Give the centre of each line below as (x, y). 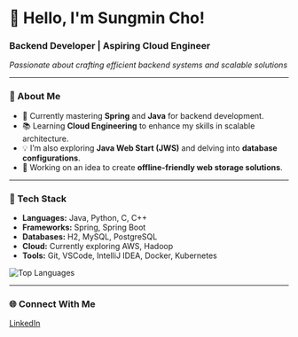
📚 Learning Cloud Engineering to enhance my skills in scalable (138, 125)
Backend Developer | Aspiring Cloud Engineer (110, 46)
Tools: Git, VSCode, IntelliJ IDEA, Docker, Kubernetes (119, 255)
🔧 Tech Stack (38, 199)
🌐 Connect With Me (52, 304)
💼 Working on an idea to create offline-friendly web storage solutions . (152, 167)
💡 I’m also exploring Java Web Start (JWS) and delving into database (149, 148)
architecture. (45, 138)
